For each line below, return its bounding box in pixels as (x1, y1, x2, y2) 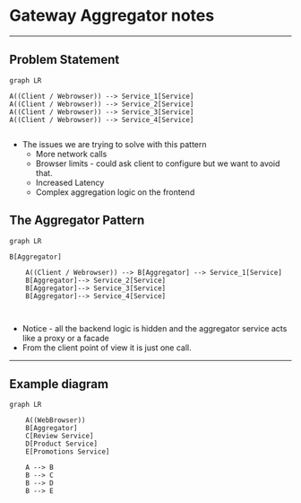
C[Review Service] (25, 432, 94, 441)
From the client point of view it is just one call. (21, 342, 192, 353)
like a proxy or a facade (21, 332, 109, 343)
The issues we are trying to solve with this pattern (21, 138, 208, 149)
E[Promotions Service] (25, 447, 110, 456)
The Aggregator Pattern (9, 213, 145, 228)
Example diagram (9, 376, 109, 392)
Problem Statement (9, 52, 120, 67)
